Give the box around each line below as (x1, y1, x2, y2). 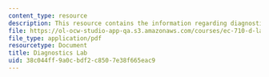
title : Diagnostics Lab (8, 49, 88, 57)
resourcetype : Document (8, 42, 88, 50)
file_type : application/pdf (8, 34, 102, 43)
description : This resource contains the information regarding (8, 19, 227, 27)
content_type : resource (8, 11, 88, 20)
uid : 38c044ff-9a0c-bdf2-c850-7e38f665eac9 (8, 57, 156, 65)
